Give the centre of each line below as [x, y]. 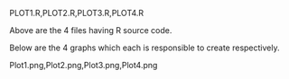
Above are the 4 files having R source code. [91, 30]
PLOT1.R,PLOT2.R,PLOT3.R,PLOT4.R [77, 13]
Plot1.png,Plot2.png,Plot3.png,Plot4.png [84, 65]
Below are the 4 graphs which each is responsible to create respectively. [144, 48]
